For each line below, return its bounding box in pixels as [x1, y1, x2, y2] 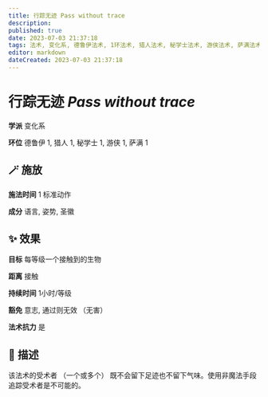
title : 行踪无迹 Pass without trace [8, 11, 125, 20]
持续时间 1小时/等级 [8, 289, 72, 298]
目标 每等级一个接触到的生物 [8, 254, 101, 264]
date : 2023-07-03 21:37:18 [8, 33, 98, 42]
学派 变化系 [8, 120, 45, 130]
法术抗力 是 [8, 322, 45, 332]
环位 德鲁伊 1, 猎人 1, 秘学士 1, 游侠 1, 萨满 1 [8, 137, 148, 147]
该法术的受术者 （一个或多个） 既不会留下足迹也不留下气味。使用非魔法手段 [8, 371, 257, 380]
